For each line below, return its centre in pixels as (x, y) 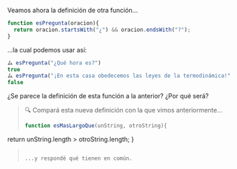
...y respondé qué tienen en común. (78, 158)
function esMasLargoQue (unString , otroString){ (96, 126)
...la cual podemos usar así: (47, 49)
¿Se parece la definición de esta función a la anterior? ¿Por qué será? (108, 96)
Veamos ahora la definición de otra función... (73, 10)
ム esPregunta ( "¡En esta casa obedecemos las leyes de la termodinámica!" (119, 76)
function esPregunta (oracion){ (53, 23)
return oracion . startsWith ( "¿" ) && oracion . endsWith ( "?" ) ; (102, 30)
